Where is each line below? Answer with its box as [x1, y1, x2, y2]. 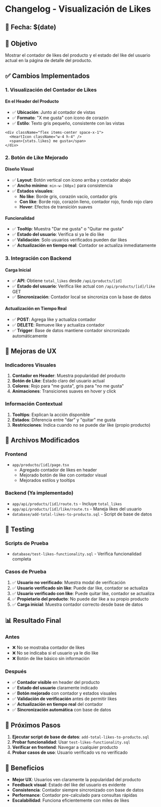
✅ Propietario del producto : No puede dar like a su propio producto [12, 596, 149, 601]
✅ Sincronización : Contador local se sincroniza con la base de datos [12, 294, 151, 300]
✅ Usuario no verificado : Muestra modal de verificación [12, 579, 126, 585]
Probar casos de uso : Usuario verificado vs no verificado [12, 749, 128, 755]
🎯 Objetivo [5, 39, 38, 47]
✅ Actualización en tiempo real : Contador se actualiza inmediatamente [12, 243, 156, 248]
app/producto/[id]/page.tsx [12, 463, 69, 468]
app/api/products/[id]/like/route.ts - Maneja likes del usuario [12, 506, 142, 512]
